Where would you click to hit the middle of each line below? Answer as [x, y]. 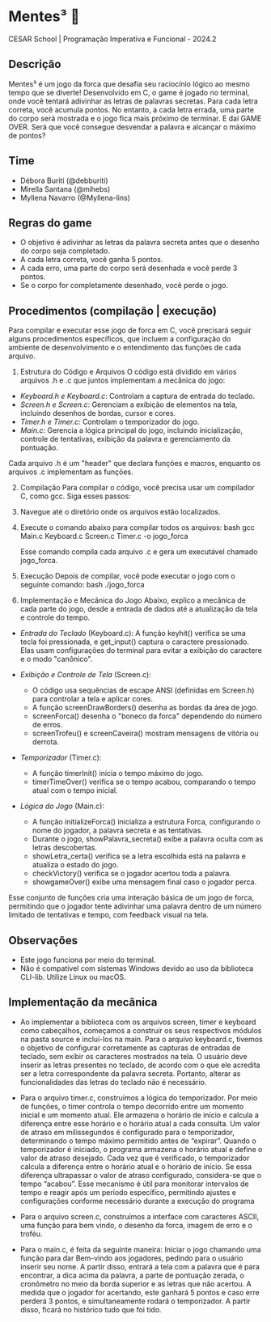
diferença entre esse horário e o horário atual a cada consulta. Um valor [140, 1123]
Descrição [35, 64]
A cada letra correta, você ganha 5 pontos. [91, 260]
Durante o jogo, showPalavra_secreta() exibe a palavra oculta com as [148, 839]
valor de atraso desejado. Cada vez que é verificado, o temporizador [135, 1158]
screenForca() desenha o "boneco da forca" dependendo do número [147, 716]
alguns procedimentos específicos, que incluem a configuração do [120, 339]
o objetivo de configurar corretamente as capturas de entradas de [130, 1048]
